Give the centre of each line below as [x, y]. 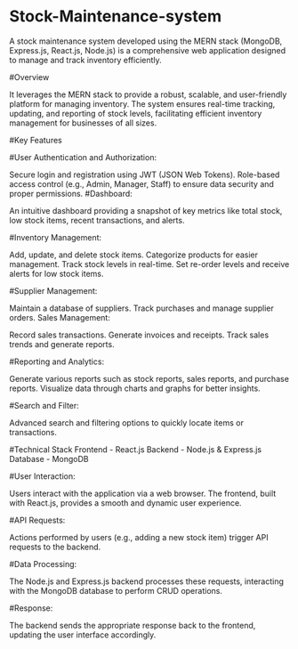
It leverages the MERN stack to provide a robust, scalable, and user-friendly [148, 94]
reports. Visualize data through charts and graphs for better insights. [135, 388]
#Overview [29, 77]
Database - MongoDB [49, 458]
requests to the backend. [55, 547]
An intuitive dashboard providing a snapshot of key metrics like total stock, [146, 210]
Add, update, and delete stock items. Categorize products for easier [134, 255]
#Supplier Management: [53, 290]
